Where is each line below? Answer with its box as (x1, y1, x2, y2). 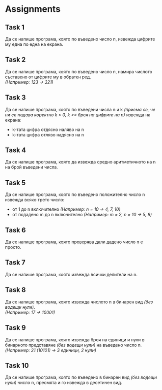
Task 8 (5, 286, 26, 294)
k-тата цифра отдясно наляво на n (12, 127, 84, 132)
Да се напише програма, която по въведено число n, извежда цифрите (5, 36, 156, 42)
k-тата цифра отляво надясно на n (12, 131, 84, 137)
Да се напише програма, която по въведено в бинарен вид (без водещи (5, 374, 157, 380)
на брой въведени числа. (5, 164, 58, 170)
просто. (5, 244, 21, 250)
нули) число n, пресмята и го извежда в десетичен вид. (5, 380, 123, 386)
